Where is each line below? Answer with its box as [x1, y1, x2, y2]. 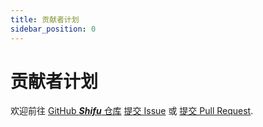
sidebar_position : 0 [10, 24, 97, 34]
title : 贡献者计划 [10, 14, 80, 25]
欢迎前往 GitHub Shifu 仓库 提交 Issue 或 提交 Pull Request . [10, 105, 254, 117]
